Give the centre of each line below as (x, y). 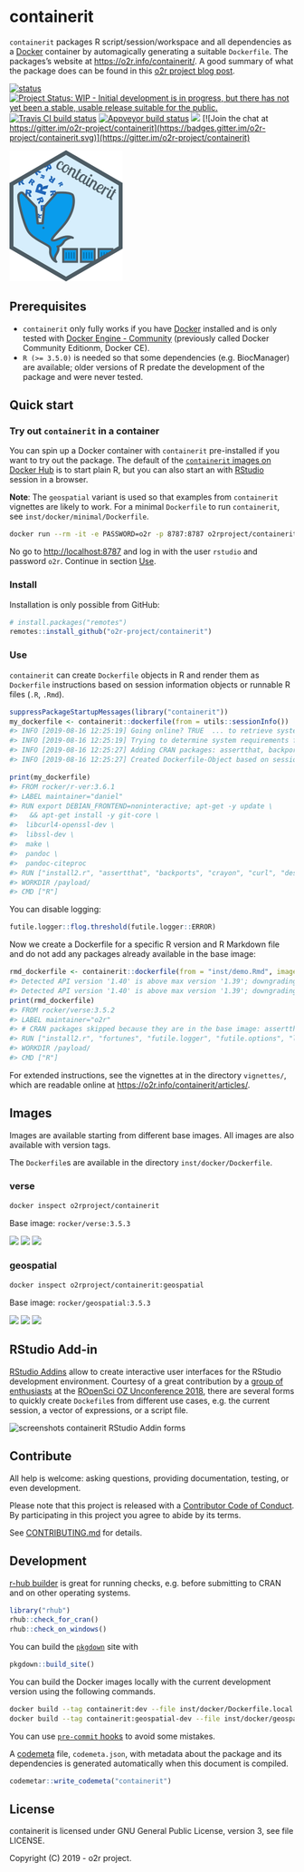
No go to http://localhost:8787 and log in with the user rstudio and (133, 551)
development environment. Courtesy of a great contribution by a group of (146, 1381)
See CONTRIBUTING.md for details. (76, 1532)
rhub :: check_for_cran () (54, 1620)
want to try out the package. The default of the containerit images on (140, 461)
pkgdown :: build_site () (52, 1665)
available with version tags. (60, 1145)
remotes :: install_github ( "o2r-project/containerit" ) (111, 632)
